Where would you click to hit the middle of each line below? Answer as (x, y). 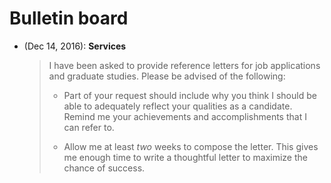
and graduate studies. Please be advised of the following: (167, 76)
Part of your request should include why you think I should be (190, 95)
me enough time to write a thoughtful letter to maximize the (185, 157)
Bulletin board (69, 18)
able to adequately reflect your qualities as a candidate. (178, 106)
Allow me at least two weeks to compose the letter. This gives (191, 146)
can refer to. (89, 127)
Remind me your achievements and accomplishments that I (185, 116)
